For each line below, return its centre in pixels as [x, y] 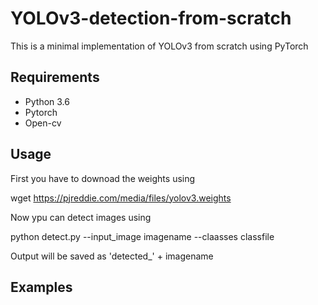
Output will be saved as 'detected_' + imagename [112, 256]
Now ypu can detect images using [81, 217]
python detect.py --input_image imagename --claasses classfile [142, 236]
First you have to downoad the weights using [103, 178]
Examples [41, 287]
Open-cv [43, 123]
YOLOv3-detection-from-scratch [151, 18]
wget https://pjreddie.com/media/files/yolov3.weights [121, 198]
